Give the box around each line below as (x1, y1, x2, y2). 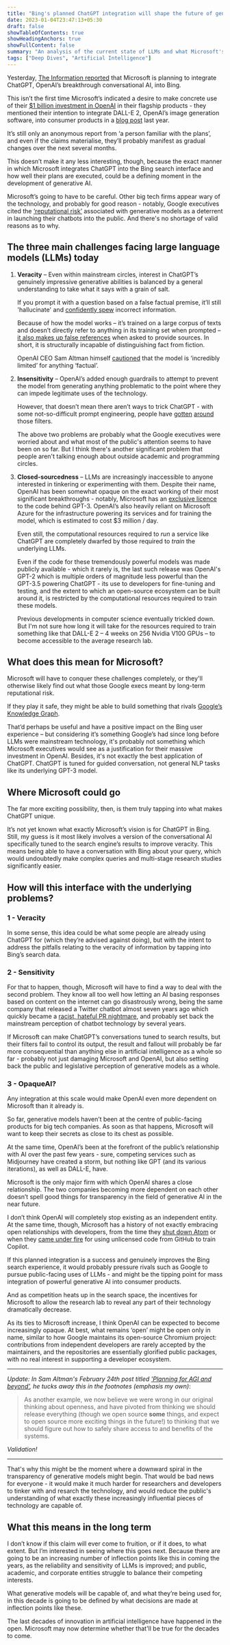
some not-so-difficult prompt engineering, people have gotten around (16, 410, 214, 418)
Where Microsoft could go (7, 786, 121, 798)
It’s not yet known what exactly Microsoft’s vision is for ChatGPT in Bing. (7, 825, 211, 833)
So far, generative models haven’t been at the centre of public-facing (7, 1115, 202, 1124)
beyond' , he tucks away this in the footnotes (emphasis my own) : (7, 1382, 191, 1390)
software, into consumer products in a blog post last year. (7, 116, 170, 124)
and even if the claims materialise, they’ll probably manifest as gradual (7, 137, 205, 145)
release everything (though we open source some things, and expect (23, 1410, 219, 1419)
